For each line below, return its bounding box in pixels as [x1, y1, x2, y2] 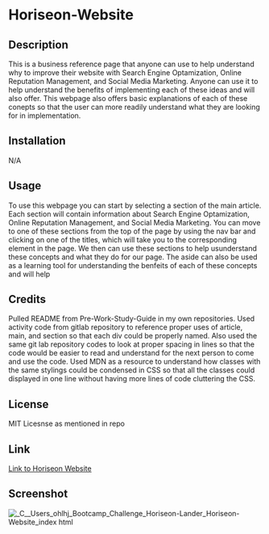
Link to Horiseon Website [8, 464, 92, 473]
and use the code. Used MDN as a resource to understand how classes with [8, 357, 261, 367]
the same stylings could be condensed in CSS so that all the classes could [8, 365, 255, 375]
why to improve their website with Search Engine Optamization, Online [8, 68, 242, 78]
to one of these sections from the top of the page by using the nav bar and [8, 226, 256, 236]
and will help [8, 269, 51, 279]
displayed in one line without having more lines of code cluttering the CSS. [8, 374, 256, 384]
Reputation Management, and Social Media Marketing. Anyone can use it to [8, 77, 259, 86]
